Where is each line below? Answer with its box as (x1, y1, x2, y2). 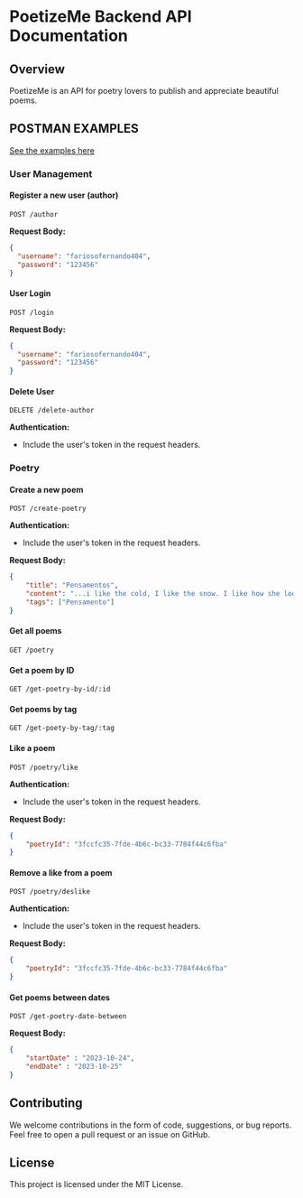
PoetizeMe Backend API (9, 6, 192, 27)
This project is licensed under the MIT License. (9, 1179, 184, 1190)
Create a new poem (9, 484, 84, 495)
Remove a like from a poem (9, 867, 113, 878)
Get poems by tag (9, 703, 78, 714)
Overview (9, 61, 66, 77)
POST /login (9, 308, 54, 317)
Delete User (9, 385, 55, 396)
